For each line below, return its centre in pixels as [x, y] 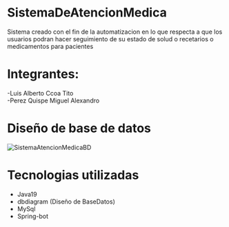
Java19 [27, 194]
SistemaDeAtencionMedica [87, 13]
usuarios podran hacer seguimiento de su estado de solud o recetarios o [110, 39]
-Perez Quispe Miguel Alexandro [53, 100]
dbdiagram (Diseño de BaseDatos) [66, 202]
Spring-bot [32, 216]
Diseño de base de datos [79, 128]
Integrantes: [43, 74]
